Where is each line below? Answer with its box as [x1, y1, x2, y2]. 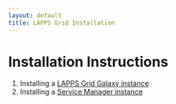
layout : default [8, 11, 62, 20]
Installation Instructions [8, 53, 169, 71]
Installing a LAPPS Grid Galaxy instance [19, 79, 149, 88]
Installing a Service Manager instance [19, 87, 143, 97]
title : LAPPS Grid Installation [8, 19, 115, 27]
